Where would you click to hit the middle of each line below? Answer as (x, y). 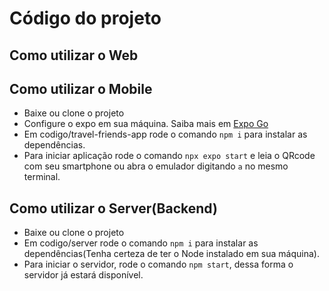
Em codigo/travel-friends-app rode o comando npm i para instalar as (165, 134)
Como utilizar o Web (74, 55)
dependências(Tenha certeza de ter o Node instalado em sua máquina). (171, 254)
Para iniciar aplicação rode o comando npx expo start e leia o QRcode (169, 156)
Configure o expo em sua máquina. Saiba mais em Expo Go (146, 124)
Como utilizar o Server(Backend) (113, 208)
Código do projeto (85, 18)
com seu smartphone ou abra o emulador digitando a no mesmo (156, 166)
